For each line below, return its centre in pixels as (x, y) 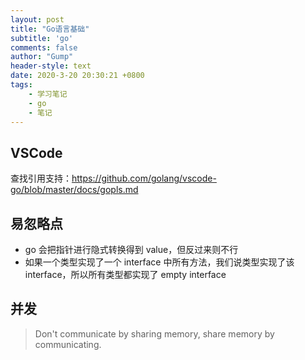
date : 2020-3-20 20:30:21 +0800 (77, 76)
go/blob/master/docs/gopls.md (74, 190)
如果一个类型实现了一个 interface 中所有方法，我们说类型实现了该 (159, 262)
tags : (21, 85)
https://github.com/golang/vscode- (144, 178)
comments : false (44, 47)
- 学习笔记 (48, 94)
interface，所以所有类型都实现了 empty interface (125, 274)
